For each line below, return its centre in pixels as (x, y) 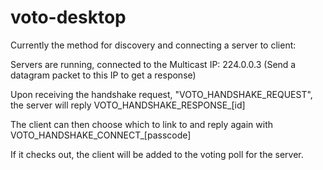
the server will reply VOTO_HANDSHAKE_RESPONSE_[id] (128, 105)
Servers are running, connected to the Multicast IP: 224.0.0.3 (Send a (153, 64)
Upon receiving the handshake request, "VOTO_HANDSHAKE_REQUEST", (161, 94)
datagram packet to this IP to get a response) (103, 75)
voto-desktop (68, 17)
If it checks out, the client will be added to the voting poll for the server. (157, 154)
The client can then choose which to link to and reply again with (141, 124)
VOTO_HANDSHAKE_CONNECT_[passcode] (101, 135)
